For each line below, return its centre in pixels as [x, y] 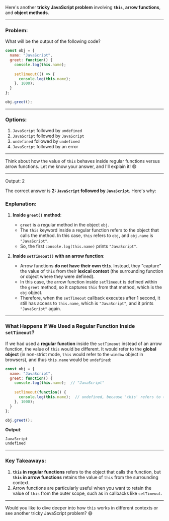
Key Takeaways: [26, 461]
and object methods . [27, 13]
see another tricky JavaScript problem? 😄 [49, 513]
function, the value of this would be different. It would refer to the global [81, 349]
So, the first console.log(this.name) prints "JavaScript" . [79, 246]
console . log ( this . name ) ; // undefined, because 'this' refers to [90, 397]
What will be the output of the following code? [53, 41]
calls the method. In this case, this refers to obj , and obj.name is [87, 235]
